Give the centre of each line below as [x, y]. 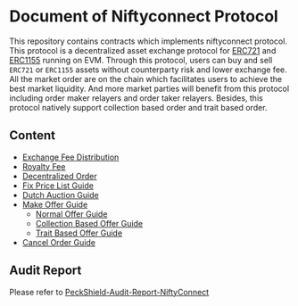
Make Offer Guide [55, 204]
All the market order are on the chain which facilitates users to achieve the [146, 79]
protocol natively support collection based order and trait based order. [138, 107]
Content [33, 136]
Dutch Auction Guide [61, 194]
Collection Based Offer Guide [89, 223]
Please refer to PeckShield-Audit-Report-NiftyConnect [109, 292]
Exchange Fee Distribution [70, 157]
